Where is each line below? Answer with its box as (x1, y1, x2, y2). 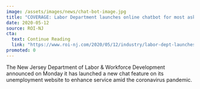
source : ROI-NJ (6, 25, 44, 31)
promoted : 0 (6, 47, 36, 53)
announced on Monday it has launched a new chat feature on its (6, 69, 164, 77)
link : (11, 42, 26, 48)
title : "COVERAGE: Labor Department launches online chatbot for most (6, 14, 185, 20)
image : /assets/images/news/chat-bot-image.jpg (6, 8, 127, 15)
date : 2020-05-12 (6, 20, 49, 26)
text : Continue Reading (11, 36, 70, 42)
